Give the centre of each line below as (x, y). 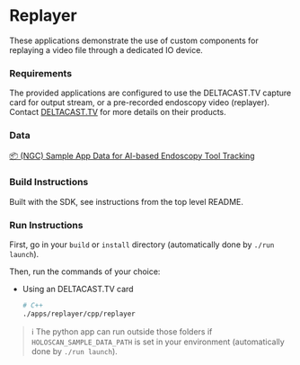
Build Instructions (49, 182)
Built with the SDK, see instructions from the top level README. (127, 201)
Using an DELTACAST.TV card (78, 289)
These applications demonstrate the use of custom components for (134, 40)
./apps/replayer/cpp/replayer (79, 314)
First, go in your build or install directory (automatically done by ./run (142, 245)
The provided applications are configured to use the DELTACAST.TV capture (150, 93)
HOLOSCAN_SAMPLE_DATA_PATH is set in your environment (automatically (158, 342)
